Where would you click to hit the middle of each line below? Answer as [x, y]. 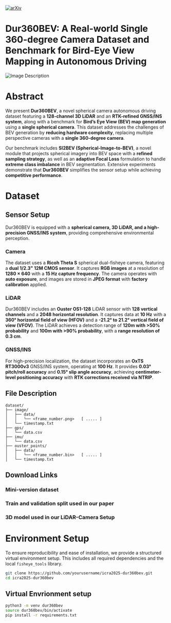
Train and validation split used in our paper [60, 503]
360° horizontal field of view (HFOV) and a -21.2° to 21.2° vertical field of [84, 320]
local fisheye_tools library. [34, 563]
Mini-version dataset [32, 489]
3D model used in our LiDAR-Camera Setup [60, 517]
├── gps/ [15, 428]
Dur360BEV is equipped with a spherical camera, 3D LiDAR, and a [76, 227]
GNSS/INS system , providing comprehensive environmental [90, 233]
